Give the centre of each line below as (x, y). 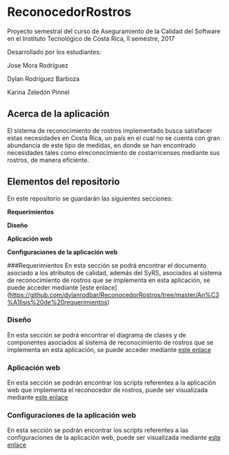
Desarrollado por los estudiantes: (54, 52)
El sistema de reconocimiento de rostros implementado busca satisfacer (110, 130)
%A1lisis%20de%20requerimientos (57, 302)
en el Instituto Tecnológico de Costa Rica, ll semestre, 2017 (91, 38)
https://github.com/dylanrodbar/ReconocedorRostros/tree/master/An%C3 (114, 295)
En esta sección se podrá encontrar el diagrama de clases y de (97, 335)
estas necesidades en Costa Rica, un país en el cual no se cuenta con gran (114, 138)
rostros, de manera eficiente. (48, 160)
